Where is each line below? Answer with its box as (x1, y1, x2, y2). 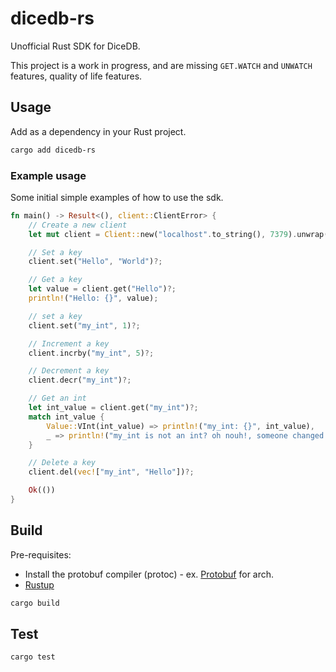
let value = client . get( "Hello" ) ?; (28, 284, 177, 294)
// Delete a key (28, 458, 97, 468)
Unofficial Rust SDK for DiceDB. (10, 40, 141, 52)
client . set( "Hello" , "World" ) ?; (28, 257, 163, 267)
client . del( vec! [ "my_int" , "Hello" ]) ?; (28, 467, 195, 477)
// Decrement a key (28, 366, 110, 376)
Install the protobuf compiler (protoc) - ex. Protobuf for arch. (24, 568, 275, 580)
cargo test (10, 652, 56, 662)
